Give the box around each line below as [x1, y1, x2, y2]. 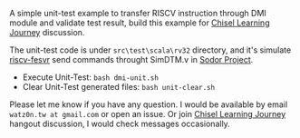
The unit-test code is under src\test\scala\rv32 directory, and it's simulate [9, 44, 292, 55]
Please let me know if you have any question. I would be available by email [9, 99, 288, 110]
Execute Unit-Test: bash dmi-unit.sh [22, 72, 159, 83]
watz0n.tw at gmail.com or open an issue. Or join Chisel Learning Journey [9, 109, 286, 119]
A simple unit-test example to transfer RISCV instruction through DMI [9, 8, 267, 18]
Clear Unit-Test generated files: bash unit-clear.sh [22, 82, 216, 92]
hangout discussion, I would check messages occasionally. [9, 118, 231, 129]
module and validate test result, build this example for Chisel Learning [9, 17, 270, 28]
